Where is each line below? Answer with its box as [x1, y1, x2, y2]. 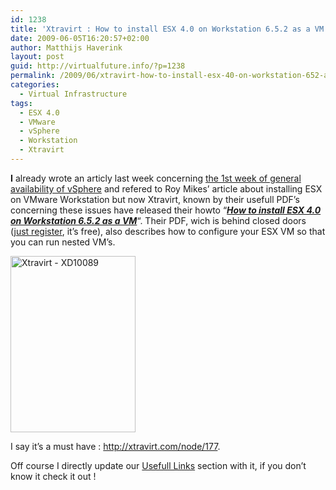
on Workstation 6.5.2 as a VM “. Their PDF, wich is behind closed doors [10, 214, 307, 226]
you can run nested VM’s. [10, 236, 116, 248]
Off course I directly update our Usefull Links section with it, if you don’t [10, 459, 307, 471]
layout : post [10, 52, 65, 62]
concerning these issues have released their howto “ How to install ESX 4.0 [10, 204, 322, 216]
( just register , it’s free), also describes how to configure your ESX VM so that [10, 225, 326, 237]
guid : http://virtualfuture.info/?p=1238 [10, 61, 186, 71]
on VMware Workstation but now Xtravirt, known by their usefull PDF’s [10, 193, 300, 205]
